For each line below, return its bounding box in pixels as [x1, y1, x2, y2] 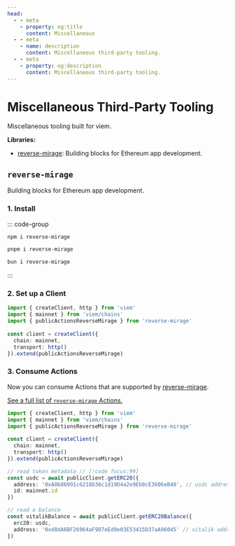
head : [7, 10, 23, 17]
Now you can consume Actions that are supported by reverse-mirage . [7, 382, 209, 391]
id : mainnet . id [13, 487, 58, 494]
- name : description [20, 43, 80, 50]
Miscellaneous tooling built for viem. [7, 122, 112, 130]
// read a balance [7, 507, 61, 514]
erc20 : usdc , [13, 519, 52, 526]
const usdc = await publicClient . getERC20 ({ [7, 474, 139, 482]
